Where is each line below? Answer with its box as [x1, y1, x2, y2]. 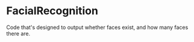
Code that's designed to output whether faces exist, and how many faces [6, 24, 189, 31]
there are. [6, 30, 31, 37]
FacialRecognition [6, 4, 98, 18]
